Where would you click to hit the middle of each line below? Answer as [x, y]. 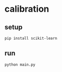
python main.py [20, 65]
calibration [27, 9]
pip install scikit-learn [31, 38]
